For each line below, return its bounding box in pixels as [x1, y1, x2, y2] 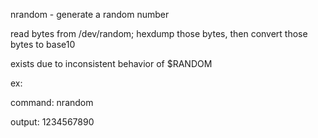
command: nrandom [10, 97, 94, 108]
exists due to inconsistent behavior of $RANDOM [10, 58, 213, 69]
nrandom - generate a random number [10, 9, 170, 20]
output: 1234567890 [10, 116, 95, 128]
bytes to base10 [10, 39, 76, 50]
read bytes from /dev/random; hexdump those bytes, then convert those [10, 28, 308, 39]
